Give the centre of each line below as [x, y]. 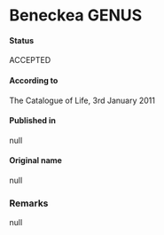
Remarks [29, 203]
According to [34, 80]
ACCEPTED [30, 60]
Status [22, 40]
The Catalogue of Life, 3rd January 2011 [82, 100]
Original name [35, 161]
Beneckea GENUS [76, 16]
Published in [32, 121]
